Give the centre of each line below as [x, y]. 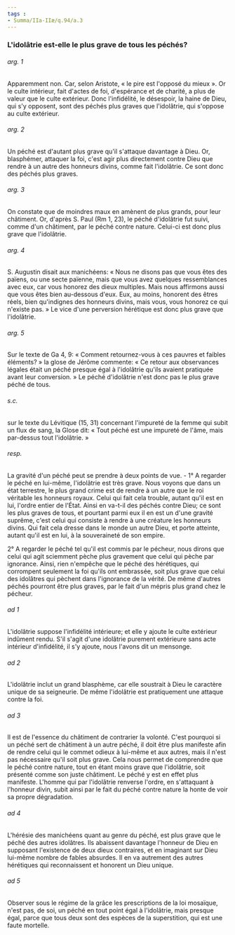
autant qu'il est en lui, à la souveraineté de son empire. [86, 535]
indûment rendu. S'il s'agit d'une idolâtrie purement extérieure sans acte [112, 639]
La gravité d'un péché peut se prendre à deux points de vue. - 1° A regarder [117, 475]
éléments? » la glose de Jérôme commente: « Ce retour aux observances [113, 362]
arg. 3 [16, 190]
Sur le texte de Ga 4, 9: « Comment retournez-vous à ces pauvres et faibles [116, 355]
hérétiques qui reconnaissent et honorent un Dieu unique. [90, 865]
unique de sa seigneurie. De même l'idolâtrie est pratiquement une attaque [115, 692]
